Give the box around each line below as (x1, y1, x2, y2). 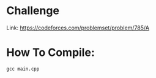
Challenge (6, 4, 60, 18)
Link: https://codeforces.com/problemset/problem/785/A (6, 24, 150, 31)
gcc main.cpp (6, 66, 40, 72)
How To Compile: (6, 45, 95, 60)
